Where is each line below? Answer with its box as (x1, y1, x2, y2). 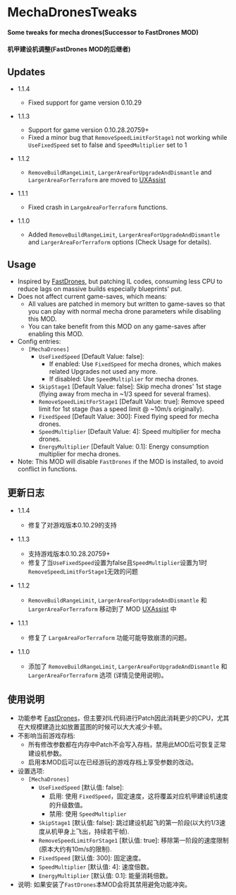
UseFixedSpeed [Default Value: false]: (38, 352, 144, 360)
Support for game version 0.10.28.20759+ (27, 126, 149, 134)
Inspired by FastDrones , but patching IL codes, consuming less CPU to (17, 277, 223, 285)
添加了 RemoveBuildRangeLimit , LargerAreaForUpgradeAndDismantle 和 (27, 662, 228, 670)
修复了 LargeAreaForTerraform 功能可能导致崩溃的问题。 (27, 633, 191, 641)
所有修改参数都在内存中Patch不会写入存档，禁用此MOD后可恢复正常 (27, 740, 227, 749)
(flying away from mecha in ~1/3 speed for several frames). (38, 390, 211, 398)
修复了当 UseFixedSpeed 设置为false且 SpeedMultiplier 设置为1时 (27, 558, 208, 567)
